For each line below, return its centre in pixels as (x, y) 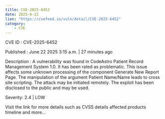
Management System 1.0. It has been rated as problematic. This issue (76, 67)
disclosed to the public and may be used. (47, 88)
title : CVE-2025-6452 (28, 10)
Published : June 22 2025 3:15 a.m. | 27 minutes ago (59, 52)
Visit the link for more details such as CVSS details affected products (76, 107)
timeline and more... (26, 113)
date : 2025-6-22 (22, 14)
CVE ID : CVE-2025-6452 (31, 42)
